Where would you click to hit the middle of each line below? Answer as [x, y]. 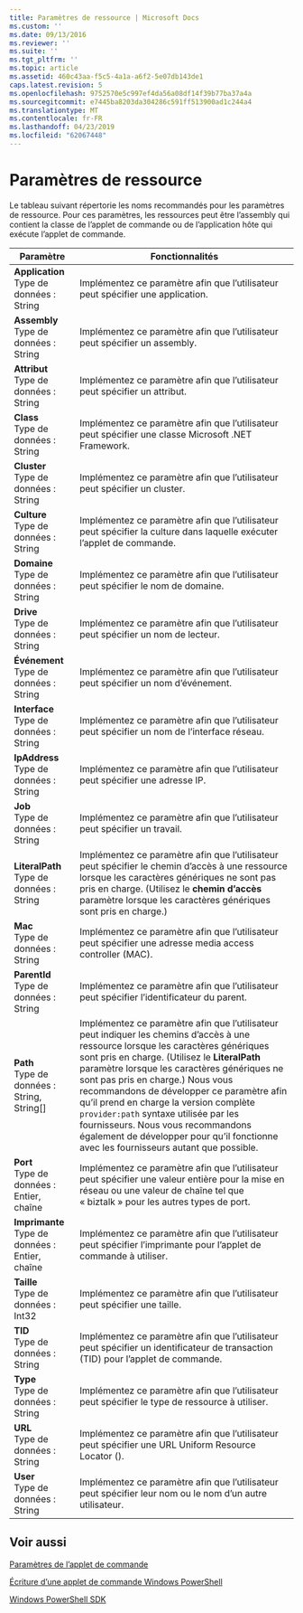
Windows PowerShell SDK [58, 1599]
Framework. [105, 446]
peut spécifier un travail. [131, 828]
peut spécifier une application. [144, 294]
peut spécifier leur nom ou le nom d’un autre [174, 1493]
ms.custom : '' [36, 26]
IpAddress [37, 758]
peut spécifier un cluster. [133, 488]
